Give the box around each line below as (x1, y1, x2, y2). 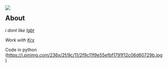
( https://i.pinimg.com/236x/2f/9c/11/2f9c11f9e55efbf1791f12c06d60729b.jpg (5, 52, 163, 58)
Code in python (5, 46, 37, 52)
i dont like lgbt (5, 27, 35, 33)
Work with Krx (5, 37, 35, 43)
